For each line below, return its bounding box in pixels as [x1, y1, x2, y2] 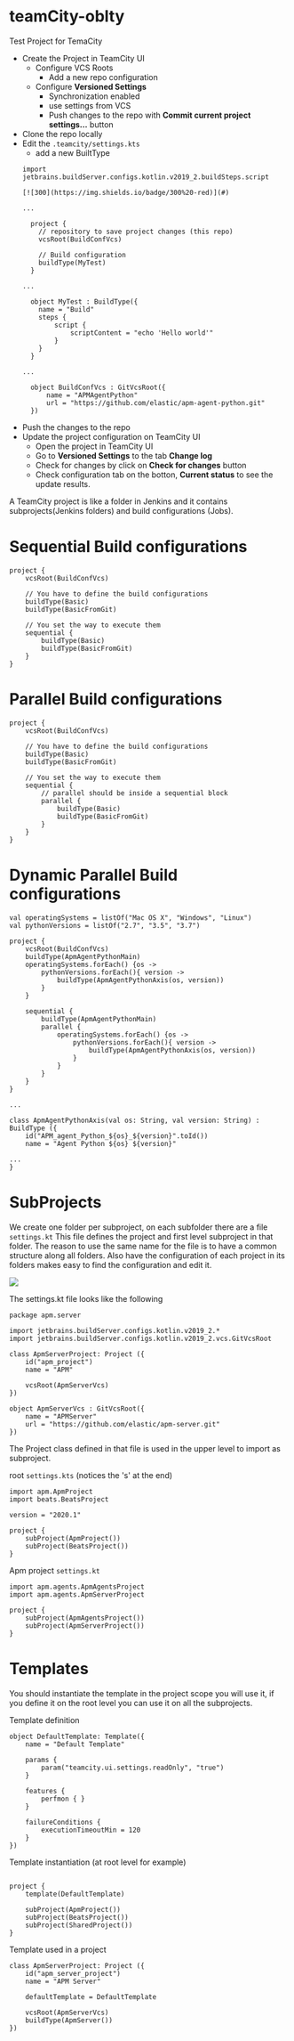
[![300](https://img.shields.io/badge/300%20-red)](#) [21, 188, 230, 197]
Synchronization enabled [48, 91, 140, 102]
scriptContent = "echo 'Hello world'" [69, 328, 214, 337]
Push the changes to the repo [21, 421, 131, 433]
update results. [35, 478, 91, 489]
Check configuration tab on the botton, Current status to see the [35, 469, 274, 480]
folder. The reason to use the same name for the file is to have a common [9, 1240, 277, 1251]
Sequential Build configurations [9, 537, 248, 557]
